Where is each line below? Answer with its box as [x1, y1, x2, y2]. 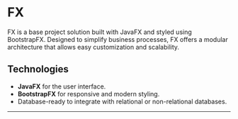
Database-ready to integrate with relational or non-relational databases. [17, 97, 227, 106]
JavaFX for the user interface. [17, 82, 106, 91]
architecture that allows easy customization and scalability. [7, 42, 179, 51]
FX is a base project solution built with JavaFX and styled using [7, 28, 193, 36]
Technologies [7, 63, 69, 75]
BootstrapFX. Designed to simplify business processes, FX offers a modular [7, 35, 228, 43]
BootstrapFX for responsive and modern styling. [17, 89, 160, 98]
